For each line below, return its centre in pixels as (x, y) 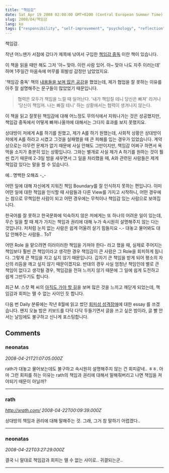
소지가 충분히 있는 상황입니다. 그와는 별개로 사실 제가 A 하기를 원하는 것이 (86, 152)
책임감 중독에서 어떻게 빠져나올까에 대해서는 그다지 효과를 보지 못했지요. (76, 122)
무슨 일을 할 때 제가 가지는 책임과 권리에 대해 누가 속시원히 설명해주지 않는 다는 (82, 222)
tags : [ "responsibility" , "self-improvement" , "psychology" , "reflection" (85, 29)
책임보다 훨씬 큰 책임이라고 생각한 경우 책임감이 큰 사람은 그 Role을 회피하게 (79, 251)
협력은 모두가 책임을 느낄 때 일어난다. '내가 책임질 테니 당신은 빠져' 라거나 (89, 99)
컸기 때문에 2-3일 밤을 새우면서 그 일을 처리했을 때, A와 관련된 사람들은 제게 (84, 158)
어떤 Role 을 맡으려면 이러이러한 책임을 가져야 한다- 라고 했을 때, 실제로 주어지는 (84, 245)
